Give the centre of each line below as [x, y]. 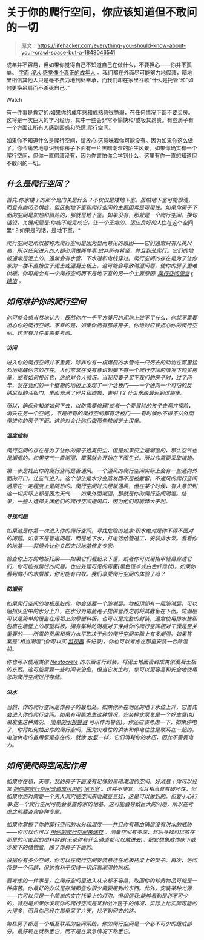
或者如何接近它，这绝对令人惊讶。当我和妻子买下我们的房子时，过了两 [104, 377]
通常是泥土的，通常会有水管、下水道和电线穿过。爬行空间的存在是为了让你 [104, 258]
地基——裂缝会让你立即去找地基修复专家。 [64, 546]
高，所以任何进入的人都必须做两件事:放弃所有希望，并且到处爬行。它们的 [97, 250]
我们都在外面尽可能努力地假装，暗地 [147, 72]
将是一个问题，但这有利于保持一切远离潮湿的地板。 [70, 868]
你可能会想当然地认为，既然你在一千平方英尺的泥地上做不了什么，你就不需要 [102, 317]
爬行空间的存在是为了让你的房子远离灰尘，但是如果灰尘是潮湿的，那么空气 [99, 450]
